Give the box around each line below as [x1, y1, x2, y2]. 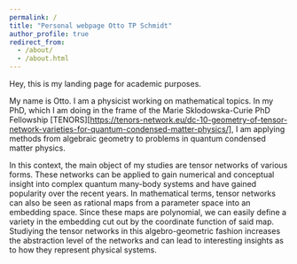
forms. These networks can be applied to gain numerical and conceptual [9, 169, 275, 180]
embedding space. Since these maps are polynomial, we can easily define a [9, 207, 286, 217]
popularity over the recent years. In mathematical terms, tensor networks [9, 188, 277, 198]
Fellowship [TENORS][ [9, 114, 90, 125]
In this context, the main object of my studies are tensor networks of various [9, 160, 288, 170]
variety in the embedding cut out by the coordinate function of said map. [9, 216, 275, 227]
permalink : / [9, 12, 58, 22]
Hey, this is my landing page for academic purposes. [9, 79, 202, 89]
